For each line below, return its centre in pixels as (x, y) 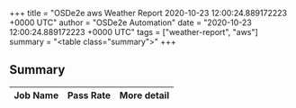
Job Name (36, 95)
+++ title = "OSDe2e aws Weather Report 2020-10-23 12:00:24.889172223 (148, 13)
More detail (144, 95)
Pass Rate (89, 95)
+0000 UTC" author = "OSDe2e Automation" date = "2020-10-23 (130, 22)
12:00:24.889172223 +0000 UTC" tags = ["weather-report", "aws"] (134, 32)
